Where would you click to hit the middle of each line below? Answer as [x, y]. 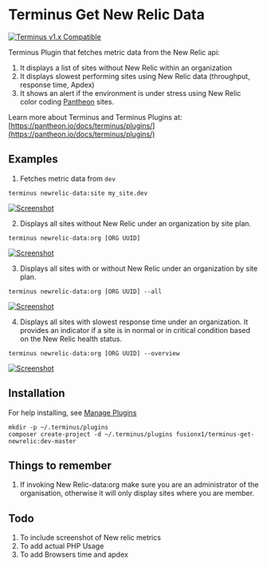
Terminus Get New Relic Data [106, 15]
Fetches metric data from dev [67, 178]
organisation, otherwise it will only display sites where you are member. [137, 494]
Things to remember [60, 465]
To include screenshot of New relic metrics [90, 537]
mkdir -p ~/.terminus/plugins [59, 427]
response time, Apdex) [57, 85]
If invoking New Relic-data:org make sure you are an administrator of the [139, 485]
